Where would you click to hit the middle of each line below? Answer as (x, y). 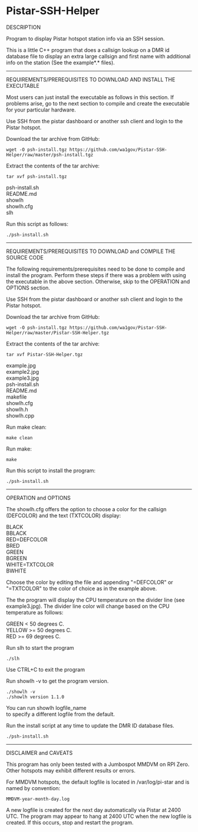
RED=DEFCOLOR (27, 539)
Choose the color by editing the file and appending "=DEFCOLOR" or (90, 582)
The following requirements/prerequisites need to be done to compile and (95, 269)
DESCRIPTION (24, 27)
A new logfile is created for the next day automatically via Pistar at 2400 (94, 810)
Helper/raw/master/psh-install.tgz (50, 154)
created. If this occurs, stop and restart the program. (70, 822)
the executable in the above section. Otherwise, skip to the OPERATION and (98, 281)
